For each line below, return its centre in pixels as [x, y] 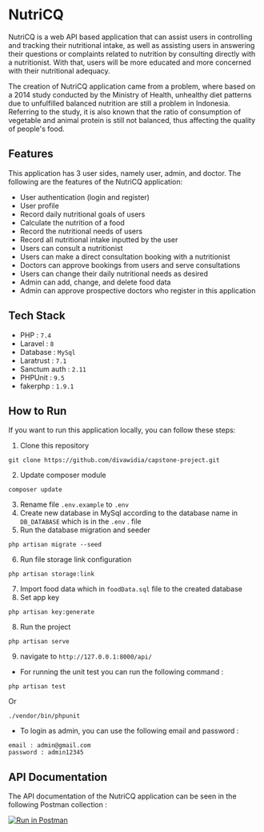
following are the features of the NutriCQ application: [96, 181]
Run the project [45, 627]
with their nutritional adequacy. [59, 70]
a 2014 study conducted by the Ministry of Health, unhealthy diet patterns [130, 94]
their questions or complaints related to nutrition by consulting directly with [132, 54]
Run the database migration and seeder [85, 530]
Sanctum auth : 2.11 [53, 368]
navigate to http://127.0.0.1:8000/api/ [86, 656]
